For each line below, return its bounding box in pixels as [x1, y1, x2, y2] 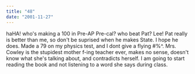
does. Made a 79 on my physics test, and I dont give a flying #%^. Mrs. [6, 42, 177, 50]
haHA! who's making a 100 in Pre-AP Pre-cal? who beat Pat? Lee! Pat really [6, 30, 188, 37]
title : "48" [6, 8, 35, 15]
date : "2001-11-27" [6, 14, 54, 20]
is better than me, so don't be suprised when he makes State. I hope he [6, 36, 179, 43]
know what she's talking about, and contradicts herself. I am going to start [6, 55, 185, 62]
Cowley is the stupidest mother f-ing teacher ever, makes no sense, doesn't [6, 48, 189, 55]
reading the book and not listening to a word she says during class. [6, 61, 168, 68]
